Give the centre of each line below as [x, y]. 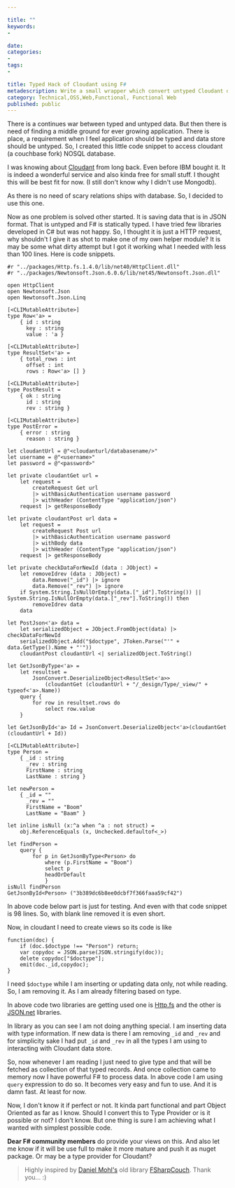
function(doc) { [31, 940]
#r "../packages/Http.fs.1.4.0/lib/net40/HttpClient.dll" [93, 267]
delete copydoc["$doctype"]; [62, 959]
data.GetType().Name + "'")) [50, 648]
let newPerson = [31, 789]
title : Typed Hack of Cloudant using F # [67, 84]
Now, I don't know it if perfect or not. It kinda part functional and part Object [117, 1105]
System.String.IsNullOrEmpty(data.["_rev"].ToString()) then [98, 599]
